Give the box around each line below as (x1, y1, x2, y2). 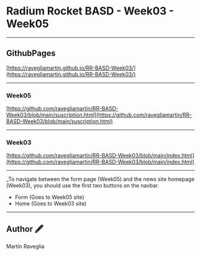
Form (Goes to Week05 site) (14, 194, 85, 201)
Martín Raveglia (6, 243, 45, 250)
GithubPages (6, 48, 56, 58)
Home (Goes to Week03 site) (14, 200, 87, 207)
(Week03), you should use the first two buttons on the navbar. (6, 182, 160, 189)
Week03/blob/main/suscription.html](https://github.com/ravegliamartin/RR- (6, 111, 193, 118)
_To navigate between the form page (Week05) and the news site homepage (6, 175, 195, 183)
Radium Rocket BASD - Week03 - (6, 4, 175, 18)
